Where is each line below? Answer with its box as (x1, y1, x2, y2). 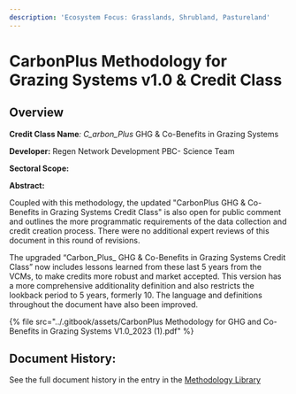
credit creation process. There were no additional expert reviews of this (9, 225, 269, 236)
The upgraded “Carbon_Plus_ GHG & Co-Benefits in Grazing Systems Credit (9, 251, 286, 262)
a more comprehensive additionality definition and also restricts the (9, 280, 254, 290)
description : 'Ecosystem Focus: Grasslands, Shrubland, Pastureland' (9, 12, 271, 22)
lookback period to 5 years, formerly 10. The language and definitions (9, 290, 262, 300)
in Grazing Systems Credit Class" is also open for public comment (41, 206, 281, 217)
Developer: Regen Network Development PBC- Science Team (9, 145, 235, 156)
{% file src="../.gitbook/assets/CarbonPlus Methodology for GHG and (9, 316, 262, 327)
